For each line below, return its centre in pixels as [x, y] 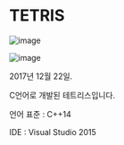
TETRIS [37, 16]
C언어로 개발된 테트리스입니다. [62, 95]
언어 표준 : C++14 [40, 114]
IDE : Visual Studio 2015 [53, 132]
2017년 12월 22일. [41, 76]
